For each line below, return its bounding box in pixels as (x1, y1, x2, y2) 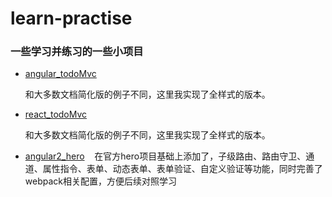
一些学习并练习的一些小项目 (10, 45, 144, 59)
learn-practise (10, 7, 133, 30)
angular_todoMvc (24, 68, 97, 80)
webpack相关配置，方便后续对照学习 (24, 175, 177, 187)
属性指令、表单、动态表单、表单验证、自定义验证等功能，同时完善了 (42, 163, 323, 175)
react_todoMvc (24, 108, 88, 121)
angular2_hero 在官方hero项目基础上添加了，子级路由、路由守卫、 (24, 150, 307, 162)
